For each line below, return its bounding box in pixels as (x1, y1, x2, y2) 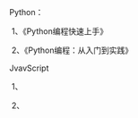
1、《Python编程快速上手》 (11, 26, 108, 37)
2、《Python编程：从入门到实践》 (11, 45, 134, 55)
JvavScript (9, 63, 49, 73)
